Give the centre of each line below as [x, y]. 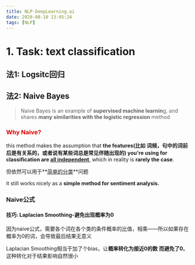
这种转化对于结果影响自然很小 [42, 256]
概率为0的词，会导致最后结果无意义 [49, 236]
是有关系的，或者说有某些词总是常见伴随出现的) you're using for [89, 153]
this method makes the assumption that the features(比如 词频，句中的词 [95, 146]
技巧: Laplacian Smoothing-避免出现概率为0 [60, 215]
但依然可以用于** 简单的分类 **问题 [48, 172]
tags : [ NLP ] [21, 22]
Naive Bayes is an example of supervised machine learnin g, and [99, 111]
